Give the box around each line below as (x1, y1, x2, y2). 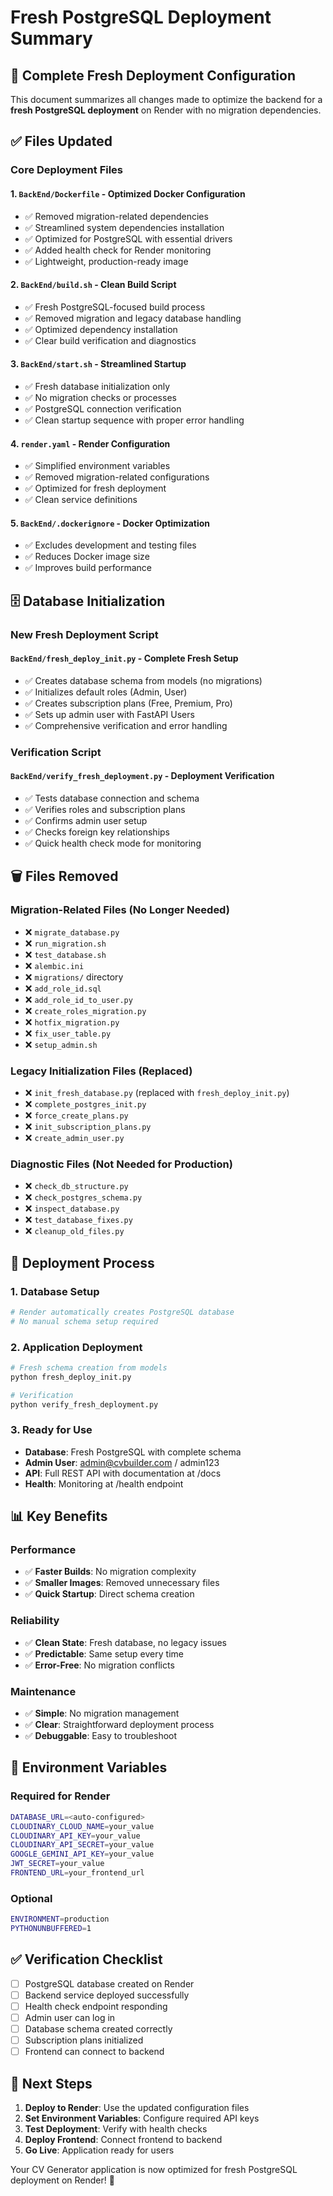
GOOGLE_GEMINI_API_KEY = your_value (10, 1849, 155, 1860)
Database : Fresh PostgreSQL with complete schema (24, 1446, 242, 1458)
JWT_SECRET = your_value (10, 1859, 105, 1869)
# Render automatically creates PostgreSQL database (10, 1307, 235, 1317)
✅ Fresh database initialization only (24, 380, 171, 392)
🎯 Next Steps (10, 2075, 93, 2092)
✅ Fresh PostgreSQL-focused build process (24, 301, 206, 313)
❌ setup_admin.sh (24, 1038, 98, 1050)
